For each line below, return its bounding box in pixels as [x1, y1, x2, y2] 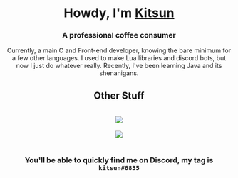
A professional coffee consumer [62, 30, 176, 40]
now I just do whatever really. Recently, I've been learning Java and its [16, 62, 222, 70]
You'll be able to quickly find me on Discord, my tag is [24, 155, 214, 165]
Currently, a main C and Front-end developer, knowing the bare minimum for [6, 46, 232, 55]
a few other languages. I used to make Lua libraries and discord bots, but [11, 54, 227, 62]
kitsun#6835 [98, 165, 140, 172]
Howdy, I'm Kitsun [63, 5, 175, 21]
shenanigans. [99, 69, 139, 77]
